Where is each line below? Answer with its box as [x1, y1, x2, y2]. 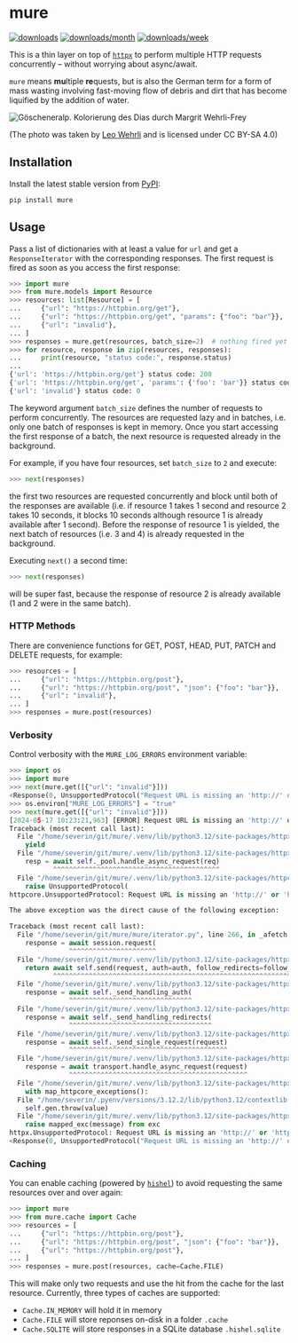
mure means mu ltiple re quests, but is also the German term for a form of [9, 75, 272, 86]
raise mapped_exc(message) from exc [25, 1120, 161, 1129]
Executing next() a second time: [9, 555, 128, 565]
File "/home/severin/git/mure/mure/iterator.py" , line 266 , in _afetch [17, 930, 288, 939]
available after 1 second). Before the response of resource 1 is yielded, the [9, 518, 280, 530]
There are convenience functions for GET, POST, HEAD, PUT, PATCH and [9, 640, 277, 651]
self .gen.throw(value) [25, 1103, 109, 1112]
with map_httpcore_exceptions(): [25, 1086, 149, 1096]
